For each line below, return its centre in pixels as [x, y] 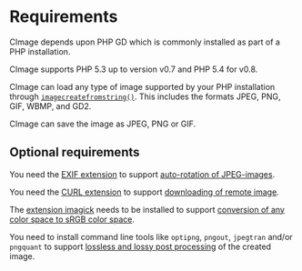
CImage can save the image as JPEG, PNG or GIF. [103, 124]
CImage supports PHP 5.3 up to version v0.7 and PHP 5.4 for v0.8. [134, 69]
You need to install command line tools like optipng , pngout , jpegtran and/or [151, 236]
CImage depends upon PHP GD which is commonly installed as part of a [145, 42]
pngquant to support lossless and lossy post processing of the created [140, 246]
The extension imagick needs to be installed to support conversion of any [147, 209]
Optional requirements [75, 152]
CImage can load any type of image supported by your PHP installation [142, 86]
